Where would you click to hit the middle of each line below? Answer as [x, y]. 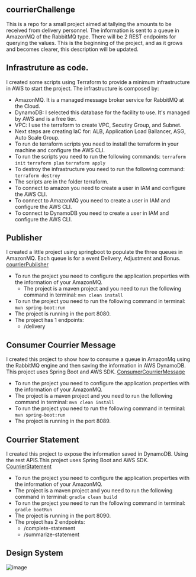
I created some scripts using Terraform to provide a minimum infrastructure [98, 82]
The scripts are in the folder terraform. [61, 181]
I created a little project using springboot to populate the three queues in [94, 252]
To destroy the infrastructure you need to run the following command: [100, 169]
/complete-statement [49, 528]
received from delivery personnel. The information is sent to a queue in [93, 30]
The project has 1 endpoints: [49, 320]
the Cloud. [27, 106]
